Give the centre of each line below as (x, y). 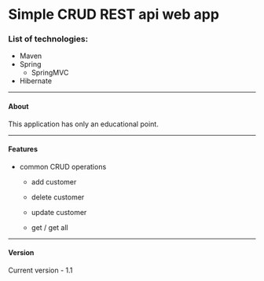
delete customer (58, 197)
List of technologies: (48, 39)
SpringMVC (50, 73)
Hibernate (36, 81)
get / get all (49, 227)
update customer (59, 212)
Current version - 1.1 (40, 270)
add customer (54, 181)
